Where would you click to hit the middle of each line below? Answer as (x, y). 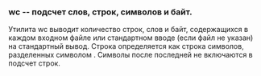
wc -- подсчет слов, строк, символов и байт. (101, 12)
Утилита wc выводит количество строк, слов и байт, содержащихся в (128, 30)
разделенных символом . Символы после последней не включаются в (131, 55)
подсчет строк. (34, 63)
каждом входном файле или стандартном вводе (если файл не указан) (131, 38)
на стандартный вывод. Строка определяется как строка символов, (126, 46)
